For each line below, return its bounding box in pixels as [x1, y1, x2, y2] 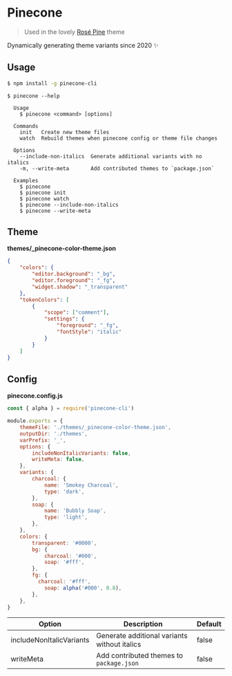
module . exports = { [7, 417, 64, 424]
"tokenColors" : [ [19, 296, 70, 303]
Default [196, 619, 222, 629]
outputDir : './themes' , [19, 430, 88, 437]
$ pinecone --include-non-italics [19, 201, 119, 208]
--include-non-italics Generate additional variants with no [19, 153, 202, 160]
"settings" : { [43, 316, 85, 323]
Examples [13, 177, 39, 184]
